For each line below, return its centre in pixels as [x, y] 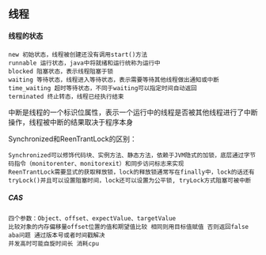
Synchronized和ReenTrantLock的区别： [72, 139]
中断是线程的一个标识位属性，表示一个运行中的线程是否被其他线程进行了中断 [133, 112]
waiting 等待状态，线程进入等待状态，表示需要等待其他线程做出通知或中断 [114, 80]
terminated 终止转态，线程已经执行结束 [66, 96]
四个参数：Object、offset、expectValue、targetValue [92, 218]
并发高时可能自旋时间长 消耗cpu [54, 243]
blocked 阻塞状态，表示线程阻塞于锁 [61, 71]
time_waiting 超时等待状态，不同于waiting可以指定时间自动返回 [103, 88]
